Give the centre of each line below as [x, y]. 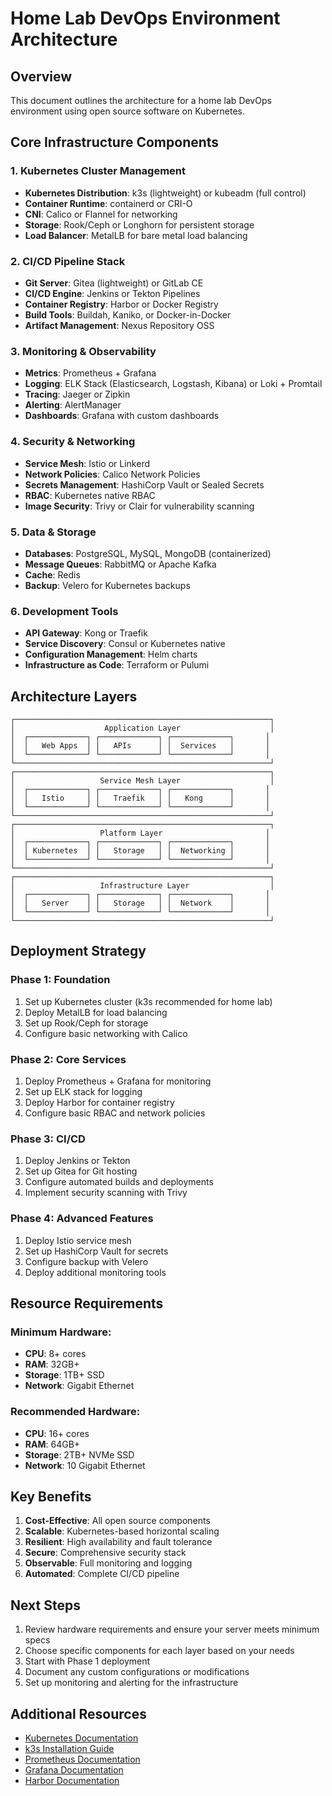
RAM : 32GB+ [52, 1364]
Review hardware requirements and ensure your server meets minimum [172, 1629]
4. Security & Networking [73, 442]
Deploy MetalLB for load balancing [96, 1012]
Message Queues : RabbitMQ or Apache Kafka [120, 564]
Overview [41, 76]
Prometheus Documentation [82, 1759]
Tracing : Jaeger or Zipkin [77, 394]
